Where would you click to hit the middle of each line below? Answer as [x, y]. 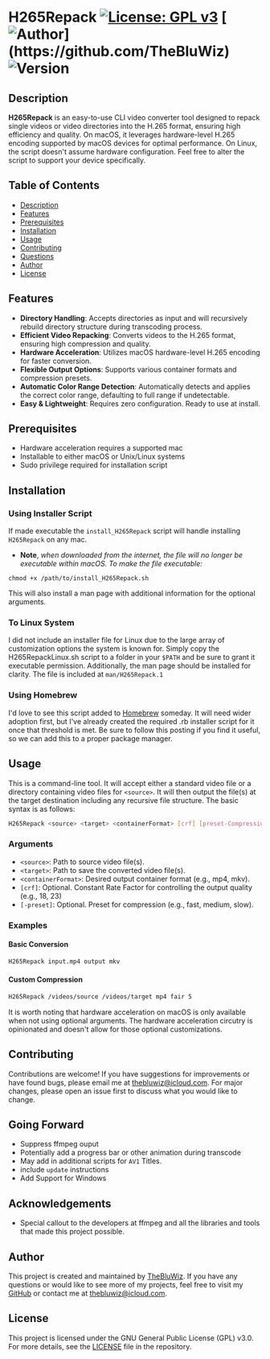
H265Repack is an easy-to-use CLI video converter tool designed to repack [134, 117]
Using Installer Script [50, 513]
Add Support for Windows [63, 1178]
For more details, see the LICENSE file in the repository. [100, 1346]
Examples [28, 925]
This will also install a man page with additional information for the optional [132, 593]
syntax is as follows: [42, 809]
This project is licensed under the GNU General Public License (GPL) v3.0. [131, 1338]
